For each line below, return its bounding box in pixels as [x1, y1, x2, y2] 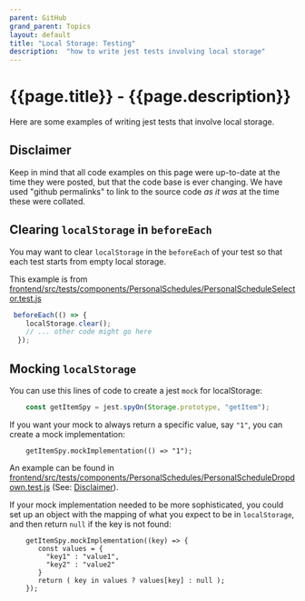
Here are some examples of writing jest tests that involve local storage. [9, 116, 275, 127]
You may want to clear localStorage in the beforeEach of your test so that [9, 246, 283, 257]
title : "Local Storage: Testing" [9, 38, 136, 48]
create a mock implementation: [9, 428, 125, 439]
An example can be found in [9, 462, 115, 473]
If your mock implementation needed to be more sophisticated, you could [9, 499, 284, 510]
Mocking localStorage [9, 361, 136, 376]
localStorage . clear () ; [25, 319, 112, 328]
